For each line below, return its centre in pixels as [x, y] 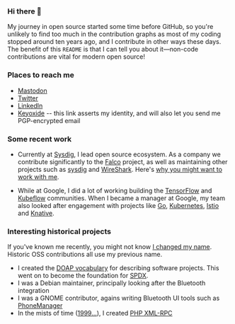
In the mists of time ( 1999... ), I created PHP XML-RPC [95, 313]
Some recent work [40, 139]
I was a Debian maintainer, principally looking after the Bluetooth [111, 283]
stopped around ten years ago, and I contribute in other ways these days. [114, 42]
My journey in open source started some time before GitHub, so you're [110, 27]
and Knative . [36, 213]
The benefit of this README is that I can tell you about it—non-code [103, 50]
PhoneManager [40, 306]
